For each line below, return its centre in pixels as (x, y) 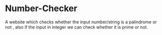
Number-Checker (41, 9)
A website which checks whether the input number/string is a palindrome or (81, 22)
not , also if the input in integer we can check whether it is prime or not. (77, 27)
